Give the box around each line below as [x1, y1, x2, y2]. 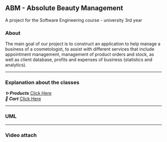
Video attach [5, 132, 37, 139]
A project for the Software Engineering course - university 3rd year [5, 17, 143, 23]
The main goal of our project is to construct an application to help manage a [5, 41, 161, 47]
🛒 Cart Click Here [5, 96, 41, 102]
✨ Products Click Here [5, 90, 52, 96]
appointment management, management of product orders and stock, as [5, 52, 154, 58]
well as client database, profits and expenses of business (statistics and [5, 57, 153, 63]
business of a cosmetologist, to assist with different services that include [5, 46, 155, 52]
